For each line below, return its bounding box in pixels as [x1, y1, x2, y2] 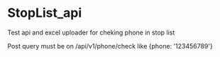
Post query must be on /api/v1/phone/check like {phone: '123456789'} [7, 42, 213, 50]
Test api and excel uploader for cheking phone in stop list [7, 28, 175, 37]
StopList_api [7, 5, 82, 21]
